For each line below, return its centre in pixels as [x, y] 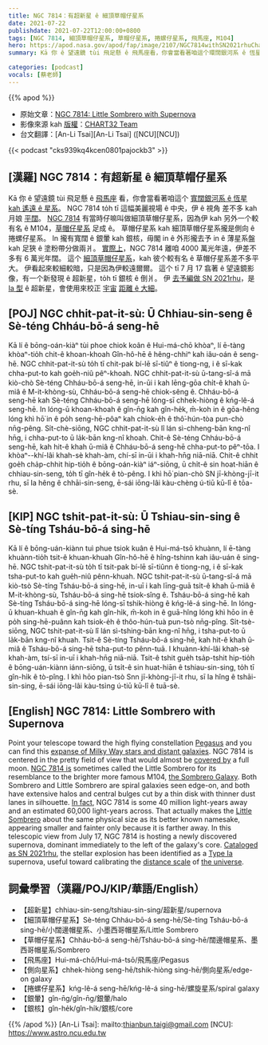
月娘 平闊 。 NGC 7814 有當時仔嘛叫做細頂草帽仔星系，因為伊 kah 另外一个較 [134, 218]
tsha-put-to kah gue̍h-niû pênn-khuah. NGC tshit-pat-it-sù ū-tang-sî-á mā [130, 576]
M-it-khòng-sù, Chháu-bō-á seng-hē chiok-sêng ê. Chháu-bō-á [133, 392]
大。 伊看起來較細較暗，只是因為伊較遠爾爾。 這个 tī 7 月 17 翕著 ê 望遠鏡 [128, 268]
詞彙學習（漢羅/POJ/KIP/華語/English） [106, 889]
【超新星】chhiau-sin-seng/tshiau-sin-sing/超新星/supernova [120, 910]
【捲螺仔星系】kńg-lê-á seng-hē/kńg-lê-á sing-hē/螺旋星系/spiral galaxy [140, 988]
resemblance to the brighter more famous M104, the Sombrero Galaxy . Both [133, 777]
